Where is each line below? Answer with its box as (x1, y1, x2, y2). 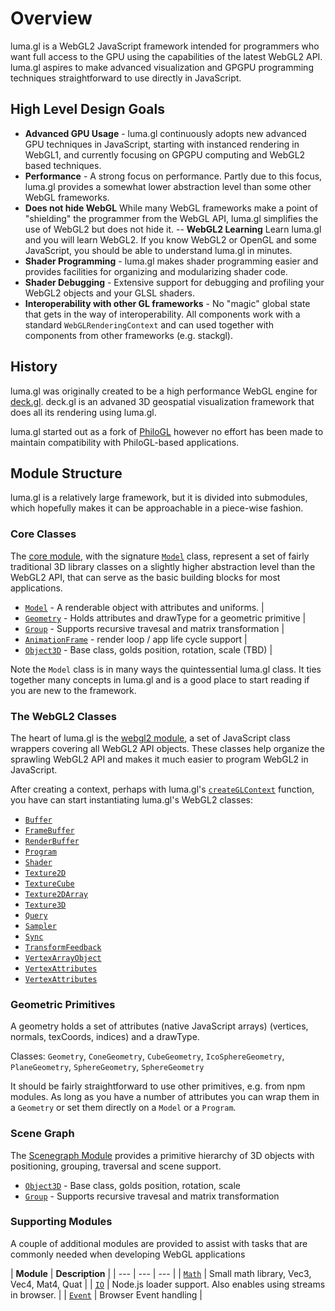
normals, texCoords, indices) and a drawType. (10, 1031, 200, 1043)
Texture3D (24, 900, 67, 910)
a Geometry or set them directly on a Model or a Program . (10, 1102, 237, 1114)
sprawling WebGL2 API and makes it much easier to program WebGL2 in (10, 753, 309, 765)
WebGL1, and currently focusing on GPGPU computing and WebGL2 (24, 148, 306, 161)
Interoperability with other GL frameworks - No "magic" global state (24, 297, 311, 309)
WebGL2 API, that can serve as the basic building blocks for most (10, 571, 281, 583)
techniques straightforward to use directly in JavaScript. (10, 72, 242, 84)
